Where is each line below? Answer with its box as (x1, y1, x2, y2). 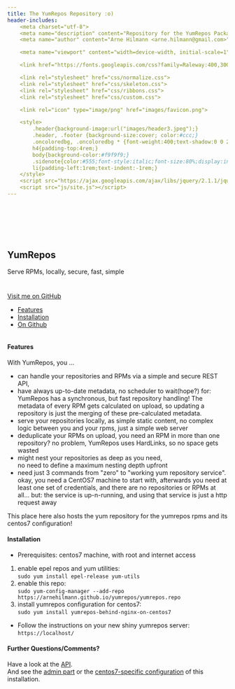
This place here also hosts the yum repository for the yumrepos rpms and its (7, 511, 228, 520)
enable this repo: (17, 578, 66, 588)
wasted (17, 446, 39, 455)
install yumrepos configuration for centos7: (17, 599, 142, 609)
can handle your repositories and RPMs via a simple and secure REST (17, 371, 218, 380)
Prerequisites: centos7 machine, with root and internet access (17, 551, 196, 559)
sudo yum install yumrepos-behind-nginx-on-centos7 (17, 609, 171, 616)
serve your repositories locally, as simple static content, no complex (17, 416, 213, 425)
